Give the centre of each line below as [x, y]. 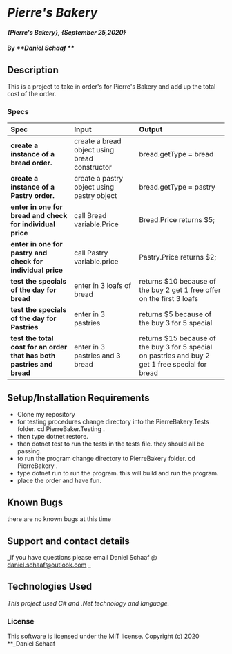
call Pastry [91, 253]
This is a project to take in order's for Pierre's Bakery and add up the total [112, 87]
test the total [32, 338]
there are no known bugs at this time [59, 519]
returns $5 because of [175, 314]
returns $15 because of [177, 338]
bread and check [39, 216]
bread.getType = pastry [177, 187]
